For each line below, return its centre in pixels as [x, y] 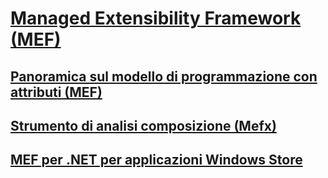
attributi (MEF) [56, 92]
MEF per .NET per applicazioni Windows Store [156, 160]
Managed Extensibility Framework [156, 18]
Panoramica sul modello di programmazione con [164, 76]
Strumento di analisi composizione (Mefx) [143, 125]
